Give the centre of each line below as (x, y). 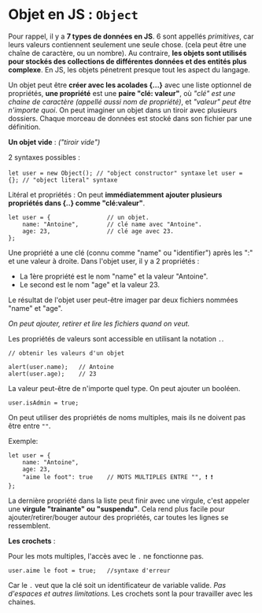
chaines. (22, 602)
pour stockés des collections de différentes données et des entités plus (127, 61)
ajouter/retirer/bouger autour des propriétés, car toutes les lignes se (118, 517)
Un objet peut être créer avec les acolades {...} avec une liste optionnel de (130, 85)
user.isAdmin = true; (44, 403)
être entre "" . (30, 426)
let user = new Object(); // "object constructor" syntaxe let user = (125, 173)
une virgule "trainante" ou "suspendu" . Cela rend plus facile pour (117, 508)
